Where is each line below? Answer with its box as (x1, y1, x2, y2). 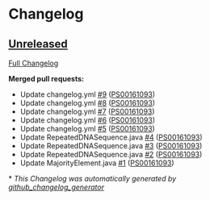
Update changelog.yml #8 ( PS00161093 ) (19, 98, 156, 107)
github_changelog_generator (8, 182, 105, 192)
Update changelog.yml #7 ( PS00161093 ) (19, 106, 155, 116)
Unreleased (8, 37, 69, 51)
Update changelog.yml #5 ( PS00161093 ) (19, 124, 155, 133)
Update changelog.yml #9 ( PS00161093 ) (19, 90, 156, 99)
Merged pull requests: (8, 74, 85, 83)
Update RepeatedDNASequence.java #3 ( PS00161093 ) (19, 141, 203, 150)
